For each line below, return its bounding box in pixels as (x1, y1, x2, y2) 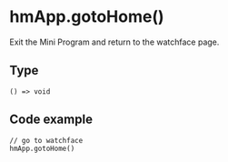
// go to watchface (9, 136, 84, 145)
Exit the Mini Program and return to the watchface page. (9, 36, 220, 47)
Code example (9, 112, 94, 127)
